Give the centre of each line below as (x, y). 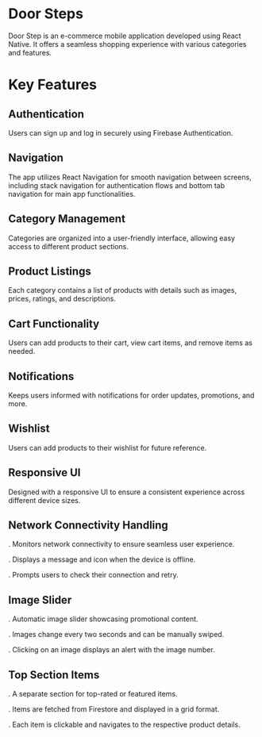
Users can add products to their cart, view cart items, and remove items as (130, 343)
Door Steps (46, 14)
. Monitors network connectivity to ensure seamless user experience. (121, 544)
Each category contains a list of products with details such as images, (122, 290)
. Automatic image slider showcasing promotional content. (103, 619)
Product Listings (50, 271)
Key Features (53, 85)
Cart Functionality (54, 323)
